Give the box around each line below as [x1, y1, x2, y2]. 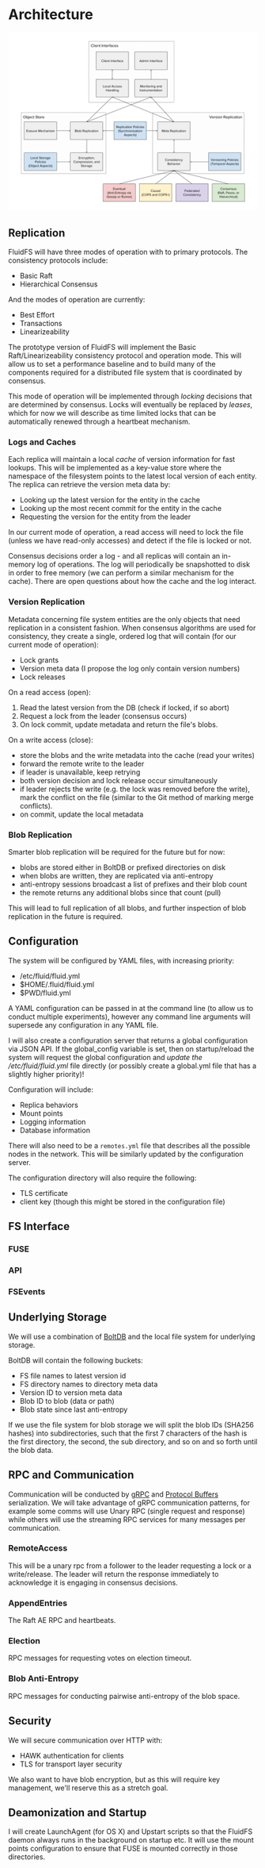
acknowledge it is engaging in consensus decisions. [8, 1578, 178, 1587]
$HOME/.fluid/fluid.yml [19, 979, 95, 989]
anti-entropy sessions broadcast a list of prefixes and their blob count [19, 879, 248, 889]
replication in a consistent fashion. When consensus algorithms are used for [8, 623, 256, 632]
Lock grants [19, 655, 59, 664]
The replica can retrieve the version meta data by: [8, 480, 171, 490]
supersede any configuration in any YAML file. [8, 1020, 159, 1029]
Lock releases [19, 672, 66, 682]
